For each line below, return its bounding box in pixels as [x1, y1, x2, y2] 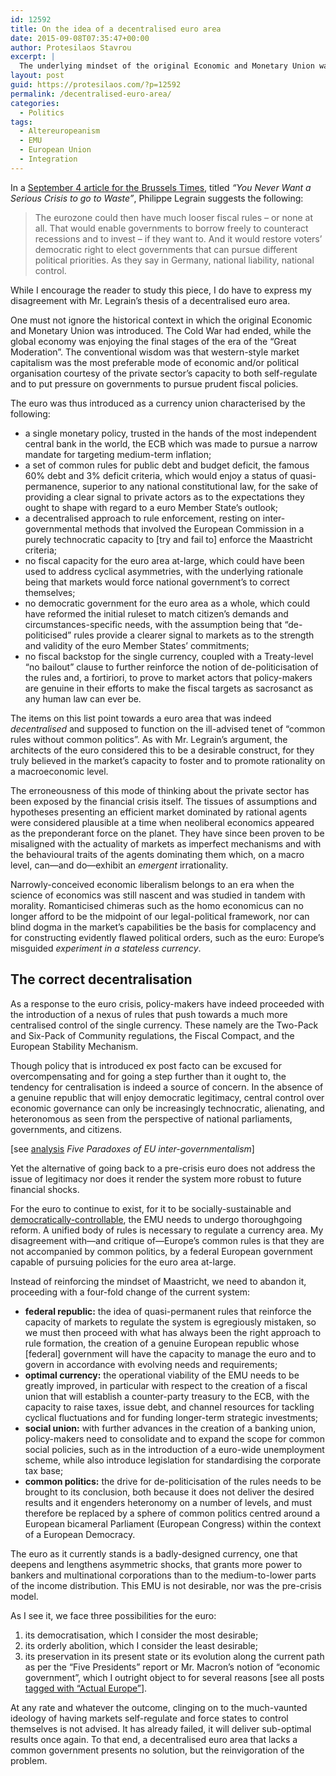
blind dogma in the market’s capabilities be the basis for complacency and [10, 921, 317, 933]
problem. [10, 1754, 48, 1766]
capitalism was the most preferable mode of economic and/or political [10, 356, 300, 368]
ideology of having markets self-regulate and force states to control [10, 1712, 289, 1724]
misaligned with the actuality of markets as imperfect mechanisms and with [10, 837, 322, 850]
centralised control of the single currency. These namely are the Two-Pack [10, 1019, 319, 1031]
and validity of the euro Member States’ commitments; [24, 639, 250, 651]
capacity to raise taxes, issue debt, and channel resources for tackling [24, 1401, 315, 1413]
